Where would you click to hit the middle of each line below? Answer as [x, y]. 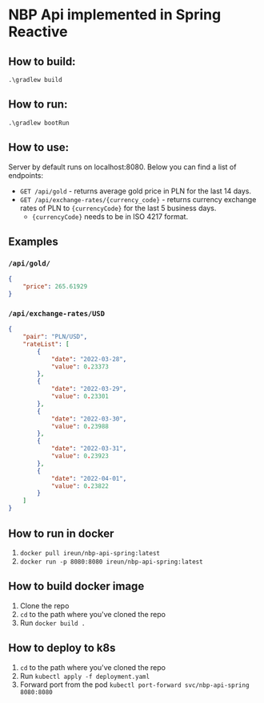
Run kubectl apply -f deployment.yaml [85, 676]
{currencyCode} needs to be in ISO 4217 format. [110, 216]
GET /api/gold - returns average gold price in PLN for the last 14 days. [136, 191]
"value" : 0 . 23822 [80, 486]
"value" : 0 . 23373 [80, 367]
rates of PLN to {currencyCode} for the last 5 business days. [118, 208]
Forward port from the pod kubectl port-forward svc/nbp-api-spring [134, 685]
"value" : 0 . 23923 [80, 456]
